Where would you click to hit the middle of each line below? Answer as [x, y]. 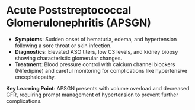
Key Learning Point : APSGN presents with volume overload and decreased [98, 88]
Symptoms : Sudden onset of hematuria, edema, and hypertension [96, 39]
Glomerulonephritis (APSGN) [79, 23]
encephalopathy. [35, 77]
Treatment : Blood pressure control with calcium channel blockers [95, 64]
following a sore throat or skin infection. [63, 46]
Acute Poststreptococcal [69, 10]
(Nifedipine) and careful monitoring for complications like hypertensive [101, 70]
